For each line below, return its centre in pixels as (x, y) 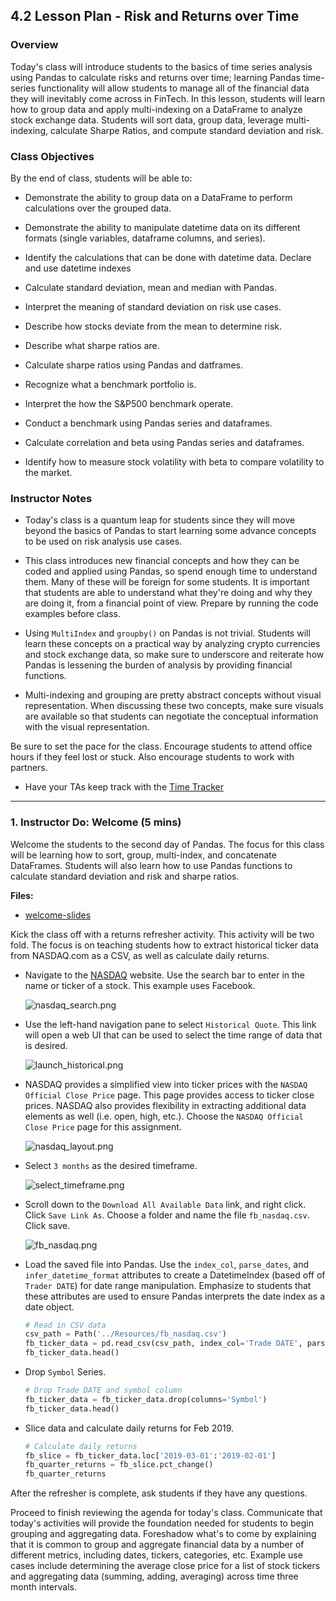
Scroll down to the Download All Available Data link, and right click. (165, 1204)
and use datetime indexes (78, 268)
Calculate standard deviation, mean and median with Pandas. (150, 287)
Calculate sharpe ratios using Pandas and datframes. (134, 365)
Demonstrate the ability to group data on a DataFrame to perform (158, 197)
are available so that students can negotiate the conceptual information (171, 716)
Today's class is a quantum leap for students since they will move (160, 520)
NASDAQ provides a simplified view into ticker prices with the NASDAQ (166, 1084)
